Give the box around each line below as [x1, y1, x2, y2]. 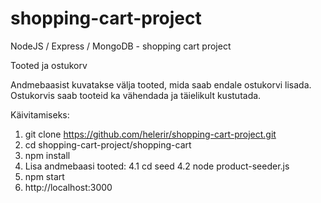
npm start [24, 170, 65, 182]
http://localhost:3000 [24, 181, 113, 193]
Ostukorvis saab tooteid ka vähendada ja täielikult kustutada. [10, 89, 262, 101]
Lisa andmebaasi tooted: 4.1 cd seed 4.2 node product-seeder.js [24, 160, 290, 172]
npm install [24, 149, 71, 161]
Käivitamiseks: [10, 108, 70, 121]
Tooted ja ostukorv [10, 59, 88, 71]
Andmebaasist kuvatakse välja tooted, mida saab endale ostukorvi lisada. [10, 78, 312, 91]
